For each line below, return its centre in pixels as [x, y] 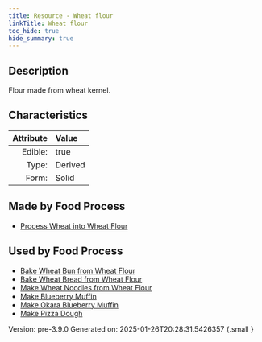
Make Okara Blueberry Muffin [69, 305]
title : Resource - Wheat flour [61, 16]
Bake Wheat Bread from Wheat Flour [81, 279]
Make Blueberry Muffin [58, 296]
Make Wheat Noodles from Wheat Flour [86, 287]
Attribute [30, 138]
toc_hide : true [34, 31]
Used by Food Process [66, 251]
